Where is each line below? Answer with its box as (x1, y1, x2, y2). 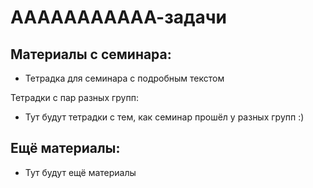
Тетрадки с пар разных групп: (10, 92, 139, 103)
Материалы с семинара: (10, 46, 172, 63)
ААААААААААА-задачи (10, 6, 228, 29)
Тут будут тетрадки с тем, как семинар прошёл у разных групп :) (24, 111, 305, 123)
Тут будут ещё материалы (24, 166, 137, 178)
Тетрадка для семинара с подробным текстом (24, 72, 225, 84)
